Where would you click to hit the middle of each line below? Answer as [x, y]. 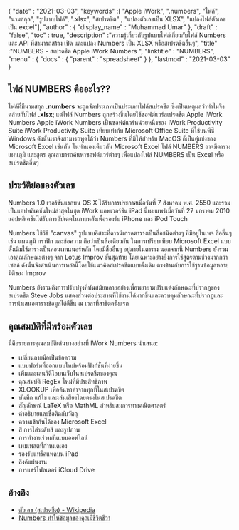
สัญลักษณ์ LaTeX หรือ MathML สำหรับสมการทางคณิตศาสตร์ [92, 406]
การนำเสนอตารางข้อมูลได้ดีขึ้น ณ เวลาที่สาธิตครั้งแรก [69, 303]
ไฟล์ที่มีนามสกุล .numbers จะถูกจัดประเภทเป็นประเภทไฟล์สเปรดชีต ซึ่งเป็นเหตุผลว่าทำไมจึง [116, 106]
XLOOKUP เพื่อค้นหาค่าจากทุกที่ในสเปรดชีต [71, 389]
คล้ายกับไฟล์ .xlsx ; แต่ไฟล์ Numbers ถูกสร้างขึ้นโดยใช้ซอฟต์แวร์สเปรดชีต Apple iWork [115, 114]
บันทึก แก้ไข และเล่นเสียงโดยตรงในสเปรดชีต [70, 398]
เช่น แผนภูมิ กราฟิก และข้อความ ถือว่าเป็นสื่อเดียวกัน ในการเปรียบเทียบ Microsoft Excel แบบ [119, 241]
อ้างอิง [19, 493]
